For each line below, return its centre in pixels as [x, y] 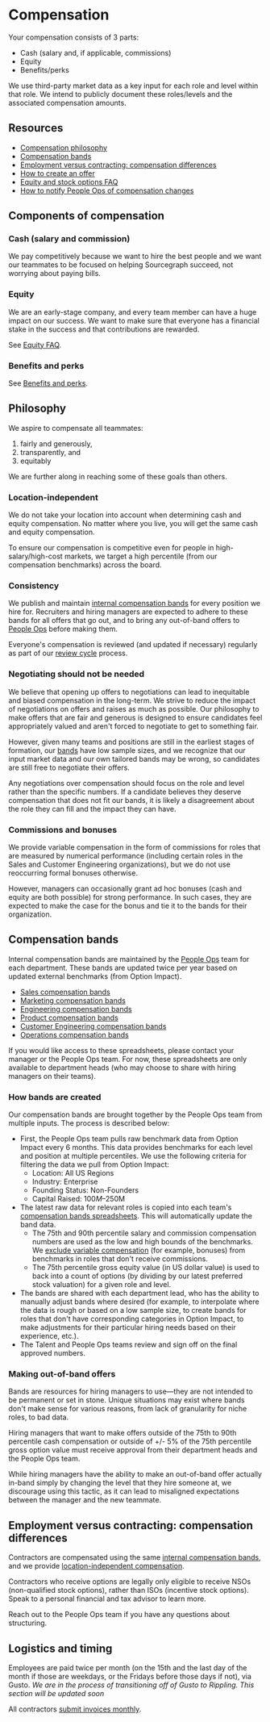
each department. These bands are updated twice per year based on [123, 968]
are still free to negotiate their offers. [69, 767]
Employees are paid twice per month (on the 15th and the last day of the [128, 1668]
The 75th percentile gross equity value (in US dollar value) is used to [145, 1268]
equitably [35, 461]
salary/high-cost [35, 556]
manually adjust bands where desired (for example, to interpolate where [139, 1302]
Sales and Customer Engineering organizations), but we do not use [120, 864]
